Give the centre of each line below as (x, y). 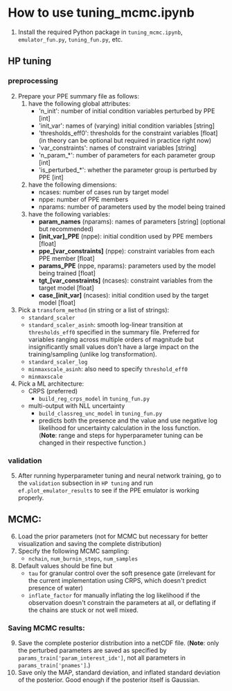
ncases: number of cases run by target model (104, 191)
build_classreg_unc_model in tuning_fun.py (100, 413)
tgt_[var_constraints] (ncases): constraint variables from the (126, 280)
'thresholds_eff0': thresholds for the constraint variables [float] (128, 133)
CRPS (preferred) (53, 391)
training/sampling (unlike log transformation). (93, 354)
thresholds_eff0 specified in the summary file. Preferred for (114, 332)
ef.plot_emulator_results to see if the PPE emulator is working (108, 490)
